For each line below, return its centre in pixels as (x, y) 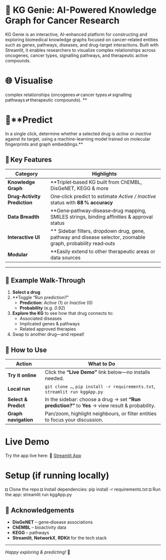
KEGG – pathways (31, 532)
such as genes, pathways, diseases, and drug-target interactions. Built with (82, 45)
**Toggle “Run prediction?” (41, 298)
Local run (19, 389)
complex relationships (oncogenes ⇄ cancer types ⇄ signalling (68, 95)
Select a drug (26, 292)
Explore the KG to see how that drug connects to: (63, 313)
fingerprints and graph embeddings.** (44, 144)
